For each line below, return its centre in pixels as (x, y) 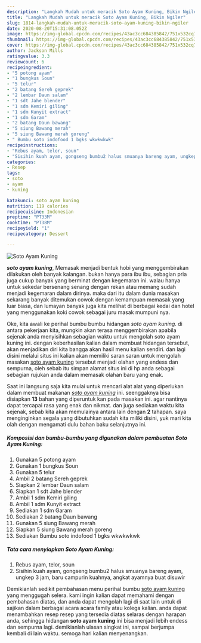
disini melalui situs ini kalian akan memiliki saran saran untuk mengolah (94, 355)
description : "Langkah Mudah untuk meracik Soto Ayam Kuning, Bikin (94, 12)
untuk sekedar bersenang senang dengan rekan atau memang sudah (92, 287)
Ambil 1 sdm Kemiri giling (46, 498)
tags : (13, 173)
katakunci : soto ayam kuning (43, 200)
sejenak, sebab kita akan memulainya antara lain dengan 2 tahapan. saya (97, 412)
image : (15, 34)
